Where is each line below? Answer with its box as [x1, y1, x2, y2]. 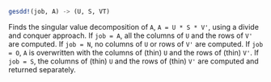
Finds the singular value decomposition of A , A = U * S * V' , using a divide [8, 22, 259, 31]
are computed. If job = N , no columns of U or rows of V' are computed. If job [8, 39, 264, 48]
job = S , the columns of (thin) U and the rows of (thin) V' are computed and [8, 56, 259, 66]
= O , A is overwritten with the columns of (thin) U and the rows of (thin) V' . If [8, 47, 260, 57]
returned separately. [8, 64, 77, 74]
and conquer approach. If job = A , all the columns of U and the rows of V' [8, 31, 253, 40]
